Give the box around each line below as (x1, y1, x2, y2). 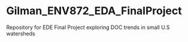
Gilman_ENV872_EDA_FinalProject (6, 4, 182, 18)
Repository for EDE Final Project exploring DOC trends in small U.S (6, 24, 170, 31)
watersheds (6, 30, 35, 37)
